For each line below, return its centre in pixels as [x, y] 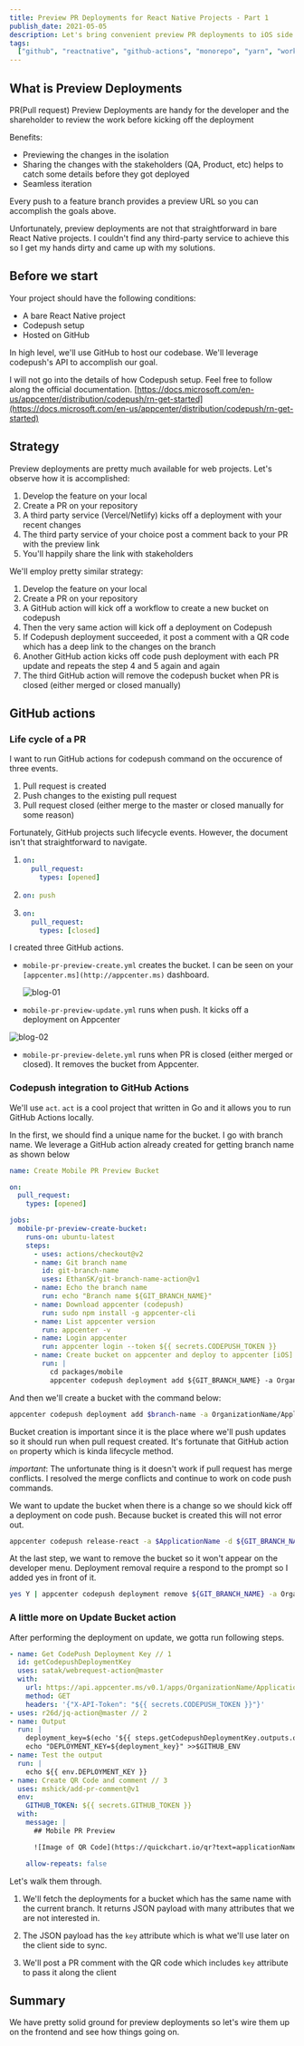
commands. [32, 1488]
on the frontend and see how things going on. [95, 2032]
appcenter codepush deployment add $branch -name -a [109, 1414]
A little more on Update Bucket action [93, 1617]
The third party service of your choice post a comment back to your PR [155, 534]
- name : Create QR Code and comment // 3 [89, 1780]
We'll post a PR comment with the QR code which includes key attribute [155, 1963]
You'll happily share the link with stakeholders [108, 553]
